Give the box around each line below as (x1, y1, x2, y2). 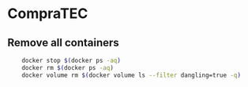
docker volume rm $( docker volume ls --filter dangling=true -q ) (21, 71, 242, 79)
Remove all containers (7, 36, 119, 49)
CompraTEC (7, 5, 88, 23)
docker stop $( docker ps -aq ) (21, 56, 122, 64)
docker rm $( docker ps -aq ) (21, 63, 114, 71)
